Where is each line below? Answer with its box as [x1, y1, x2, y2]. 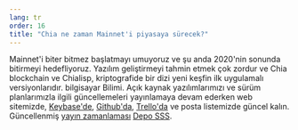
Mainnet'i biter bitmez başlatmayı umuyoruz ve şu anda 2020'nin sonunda [9, 54, 281, 65]
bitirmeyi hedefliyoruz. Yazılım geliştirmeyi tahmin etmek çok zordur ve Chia [9, 63, 287, 74]
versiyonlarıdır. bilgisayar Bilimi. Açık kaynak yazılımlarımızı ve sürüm [9, 82, 262, 93]
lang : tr [9, 12, 42, 22]
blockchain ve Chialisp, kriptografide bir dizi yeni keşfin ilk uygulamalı [9, 73, 264, 84]
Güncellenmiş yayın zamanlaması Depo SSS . [9, 110, 173, 121]
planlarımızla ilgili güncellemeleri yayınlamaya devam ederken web [9, 92, 254, 102]
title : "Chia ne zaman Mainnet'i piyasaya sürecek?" [9, 29, 209, 38]
